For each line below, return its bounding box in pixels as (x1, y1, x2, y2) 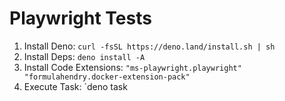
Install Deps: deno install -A (23, 50, 146, 62)
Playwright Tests (9, 7, 152, 30)
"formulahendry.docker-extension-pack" (23, 72, 191, 82)
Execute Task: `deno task (23, 80, 128, 92)
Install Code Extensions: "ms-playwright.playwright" (23, 61, 242, 73)
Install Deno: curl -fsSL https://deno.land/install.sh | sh (23, 40, 276, 52)
